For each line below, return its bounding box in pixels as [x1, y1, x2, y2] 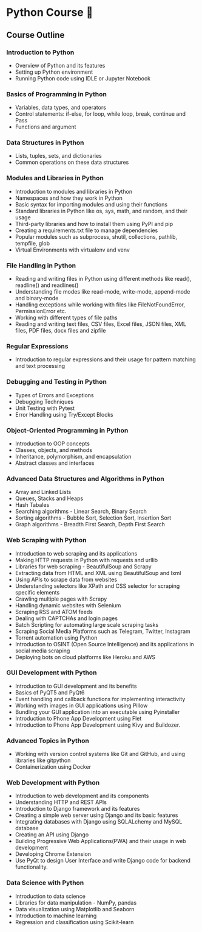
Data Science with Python [6, 878, 84, 887]
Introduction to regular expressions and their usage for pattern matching [15, 356, 196, 363]
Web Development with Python [6, 778, 100, 787]
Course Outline [6, 30, 65, 40]
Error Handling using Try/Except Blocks [15, 411, 113, 418]
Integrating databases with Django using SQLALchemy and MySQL [15, 818, 183, 825]
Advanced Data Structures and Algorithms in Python [6, 475, 165, 483]
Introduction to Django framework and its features [15, 805, 140, 813]
